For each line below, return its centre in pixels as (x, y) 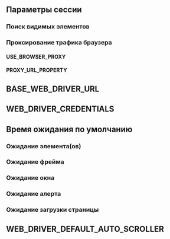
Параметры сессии (44, 10)
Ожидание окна (30, 178)
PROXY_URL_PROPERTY (37, 70)
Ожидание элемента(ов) (44, 146)
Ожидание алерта (34, 194)
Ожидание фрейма (35, 162)
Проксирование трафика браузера (59, 43)
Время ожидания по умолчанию (69, 129)
